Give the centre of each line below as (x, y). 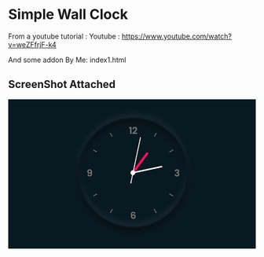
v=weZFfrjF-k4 (32, 44)
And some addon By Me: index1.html (67, 60)
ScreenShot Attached (62, 84)
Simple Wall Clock (68, 15)
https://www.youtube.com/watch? (177, 36)
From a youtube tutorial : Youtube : (64, 36)
